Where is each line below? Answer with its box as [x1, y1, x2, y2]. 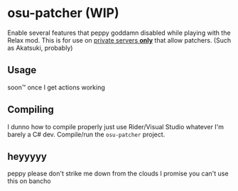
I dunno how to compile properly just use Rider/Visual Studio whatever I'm [7, 122, 225, 131]
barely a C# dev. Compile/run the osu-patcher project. [7, 130, 166, 138]
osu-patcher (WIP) [7, 5, 119, 21]
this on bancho [7, 177, 51, 185]
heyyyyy [7, 151, 48, 163]
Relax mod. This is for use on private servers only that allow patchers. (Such [7, 36, 232, 44]
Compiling [7, 104, 55, 116]
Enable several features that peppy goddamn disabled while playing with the [7, 28, 231, 37]
